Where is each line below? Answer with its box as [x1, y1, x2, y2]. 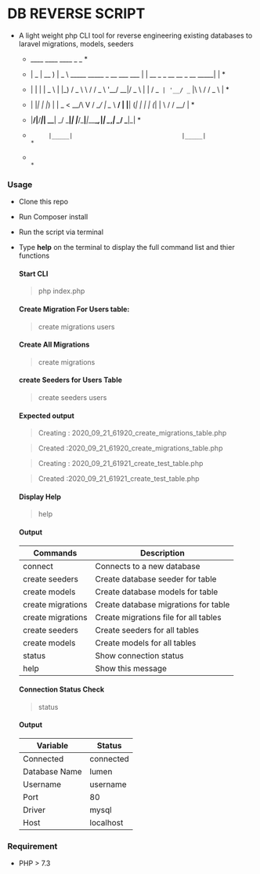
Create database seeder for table [95, 573, 217, 584]
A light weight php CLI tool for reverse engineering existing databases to [18, 31, 253, 40]
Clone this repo [18, 197, 68, 207]
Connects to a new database [95, 560, 200, 571]
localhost [89, 817, 124, 828]
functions [18, 251, 50, 260]
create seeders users [38, 393, 107, 402]
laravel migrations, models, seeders [18, 39, 134, 48]
